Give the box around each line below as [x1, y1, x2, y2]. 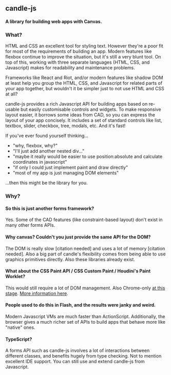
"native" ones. [5, 324, 35, 330]
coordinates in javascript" [12, 159, 67, 165]
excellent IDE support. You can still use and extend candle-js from [5, 359, 145, 365]
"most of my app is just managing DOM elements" [12, 170, 119, 176]
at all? [5, 91, 18, 97]
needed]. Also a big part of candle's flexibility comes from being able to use [5, 251, 166, 257]
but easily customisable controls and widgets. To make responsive [20, 106, 161, 112]
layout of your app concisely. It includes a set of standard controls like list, [5, 117, 162, 124]
